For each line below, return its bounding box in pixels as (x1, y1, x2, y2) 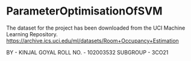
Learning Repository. (6, 30, 58, 37)
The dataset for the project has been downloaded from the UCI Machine (6, 24, 186, 31)
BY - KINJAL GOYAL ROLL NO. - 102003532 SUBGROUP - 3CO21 (6, 48, 169, 56)
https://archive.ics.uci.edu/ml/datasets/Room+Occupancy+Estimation (6, 37, 179, 44)
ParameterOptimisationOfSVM (6, 4, 163, 18)
